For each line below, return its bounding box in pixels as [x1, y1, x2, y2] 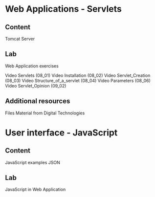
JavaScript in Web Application [5, 187, 66, 193]
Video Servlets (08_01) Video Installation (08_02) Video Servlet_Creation [5, 72, 151, 78]
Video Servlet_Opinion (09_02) [5, 83, 66, 88]
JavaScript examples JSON [5, 159, 60, 165]
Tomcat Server [5, 36, 35, 42]
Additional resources [5, 97, 70, 106]
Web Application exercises [5, 63, 59, 69]
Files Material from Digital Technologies [5, 110, 85, 116]
